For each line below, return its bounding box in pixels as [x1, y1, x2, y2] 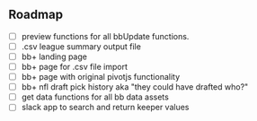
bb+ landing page [21, 51, 87, 62]
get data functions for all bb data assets [21, 91, 170, 102]
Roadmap [8, 7, 64, 22]
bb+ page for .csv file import [21, 62, 128, 72]
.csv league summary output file [21, 40, 141, 52]
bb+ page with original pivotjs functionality [21, 72, 181, 82]
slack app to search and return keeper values [21, 102, 190, 113]
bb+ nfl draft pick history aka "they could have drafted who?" [21, 82, 249, 92]
